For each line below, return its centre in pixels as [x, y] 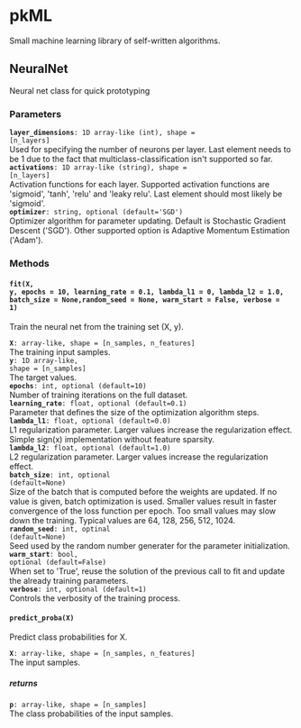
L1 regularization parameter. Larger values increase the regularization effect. [151, 430]
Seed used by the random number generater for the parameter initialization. [150, 546]
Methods [29, 263]
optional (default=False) [58, 563]
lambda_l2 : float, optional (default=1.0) [90, 448]
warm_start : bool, [44, 555]
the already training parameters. [69, 581]
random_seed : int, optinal [60, 529]
